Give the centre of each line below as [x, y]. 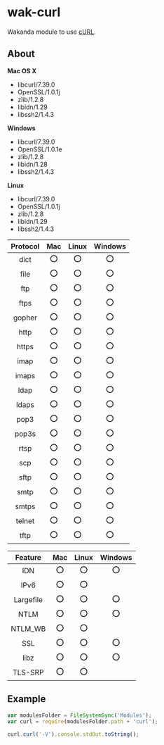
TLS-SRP [28, 672]
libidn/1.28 [32, 164]
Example [27, 699]
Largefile [28, 600]
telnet [25, 521]
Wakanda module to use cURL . [52, 32]
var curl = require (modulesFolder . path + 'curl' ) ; [83, 722]
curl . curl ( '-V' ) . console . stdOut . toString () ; [73, 734]
